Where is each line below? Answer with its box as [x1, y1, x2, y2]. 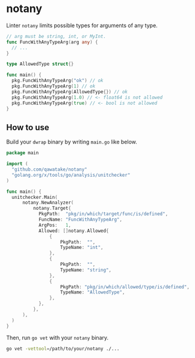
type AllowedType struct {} [6, 61, 74, 68]
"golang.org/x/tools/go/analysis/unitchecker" [11, 172, 131, 178]
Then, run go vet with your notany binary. [6, 334, 109, 341]
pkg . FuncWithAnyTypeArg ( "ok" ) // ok [11, 78, 104, 84]
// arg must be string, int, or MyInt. [6, 33, 107, 39]
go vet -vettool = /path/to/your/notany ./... [6, 345, 120, 351]
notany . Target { [32, 206, 71, 212]
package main [6, 150, 39, 156]
